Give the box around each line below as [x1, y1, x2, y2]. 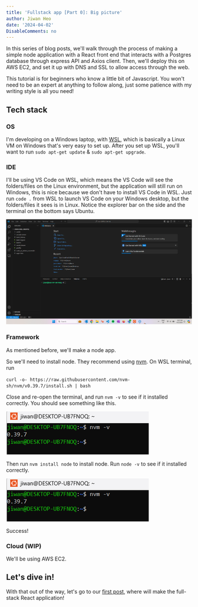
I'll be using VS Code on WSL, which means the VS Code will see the [6, 177, 173, 184]
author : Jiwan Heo [6, 15, 51, 22]
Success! [6, 527, 29, 534]
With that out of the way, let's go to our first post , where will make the [6, 588, 176, 595]
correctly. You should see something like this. [6, 399, 117, 406]
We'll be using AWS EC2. [6, 555, 67, 562]
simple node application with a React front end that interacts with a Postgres [6, 51, 192, 58]
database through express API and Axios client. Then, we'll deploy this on [6, 58, 185, 65]
